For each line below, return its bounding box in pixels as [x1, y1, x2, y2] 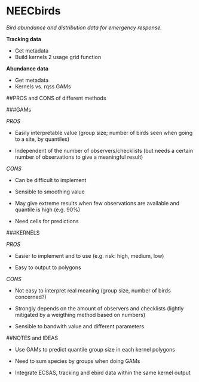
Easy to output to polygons [14, 264, 82, 271]
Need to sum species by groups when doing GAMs [14, 357, 140, 365]
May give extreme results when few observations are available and [14, 199, 180, 207]
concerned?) [14, 293, 47, 300]
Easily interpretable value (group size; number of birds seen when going [14, 129, 193, 136]
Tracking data [6, 35, 42, 42]
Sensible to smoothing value [14, 188, 85, 195]
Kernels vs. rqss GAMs [14, 82, 71, 90]
